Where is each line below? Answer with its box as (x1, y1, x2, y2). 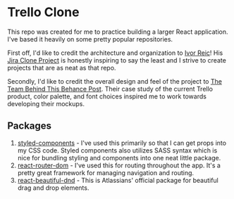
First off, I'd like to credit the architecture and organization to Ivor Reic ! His (7, 49, 223, 57)
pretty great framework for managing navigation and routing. (17, 168, 195, 176)
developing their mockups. (7, 99, 85, 108)
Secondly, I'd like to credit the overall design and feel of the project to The (7, 77, 222, 85)
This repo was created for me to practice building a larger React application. (7, 27, 228, 36)
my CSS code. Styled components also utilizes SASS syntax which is (17, 146, 218, 155)
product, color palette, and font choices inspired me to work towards (7, 92, 207, 101)
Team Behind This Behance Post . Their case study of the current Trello (7, 84, 214, 93)
